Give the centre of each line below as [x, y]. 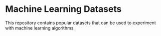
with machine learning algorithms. [40, 28]
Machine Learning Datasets [64, 9]
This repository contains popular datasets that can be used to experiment [80, 23]
